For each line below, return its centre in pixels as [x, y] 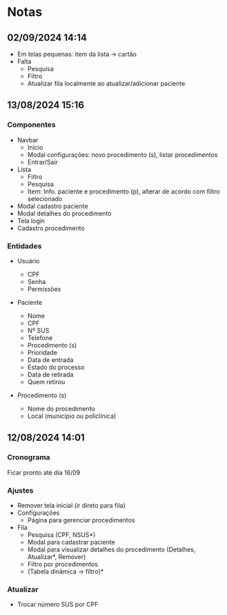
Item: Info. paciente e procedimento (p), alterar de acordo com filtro [124, 191]
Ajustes [20, 490]
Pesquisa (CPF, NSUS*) [61, 534]
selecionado [45, 198]
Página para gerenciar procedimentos [81, 520]
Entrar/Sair [43, 162]
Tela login [31, 220]
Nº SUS [38, 330]
